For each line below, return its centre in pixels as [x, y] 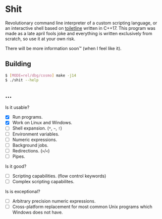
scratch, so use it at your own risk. [40, 39]
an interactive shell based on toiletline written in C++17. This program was [80, 28]
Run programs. [27, 117]
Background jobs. [30, 145]
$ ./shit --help [22, 80]
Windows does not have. [38, 213]
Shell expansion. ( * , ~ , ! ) [37, 128]
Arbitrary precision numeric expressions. [54, 201]
